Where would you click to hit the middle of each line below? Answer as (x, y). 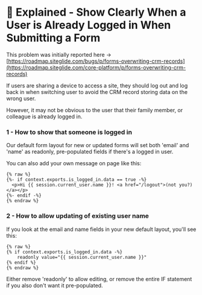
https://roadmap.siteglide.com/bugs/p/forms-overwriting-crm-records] (96, 61)
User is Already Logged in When (89, 25)
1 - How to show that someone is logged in (69, 132)
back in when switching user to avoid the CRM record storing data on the (97, 92)
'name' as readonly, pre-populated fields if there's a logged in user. (90, 152)
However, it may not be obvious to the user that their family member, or (95, 110)
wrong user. (21, 98)
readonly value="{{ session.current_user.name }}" (82, 257)
